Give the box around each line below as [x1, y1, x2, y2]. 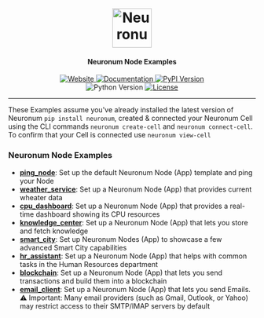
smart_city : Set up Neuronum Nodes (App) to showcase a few [19, 234, 222, 243]
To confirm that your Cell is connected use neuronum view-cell [8, 130, 211, 140]
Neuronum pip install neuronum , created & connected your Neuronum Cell [8, 114, 253, 123]
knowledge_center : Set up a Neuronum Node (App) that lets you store [19, 217, 249, 227]
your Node [19, 176, 54, 185]
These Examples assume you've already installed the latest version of [8, 105, 234, 115]
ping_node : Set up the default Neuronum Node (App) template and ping [19, 167, 253, 177]
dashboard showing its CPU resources [35, 209, 160, 219]
